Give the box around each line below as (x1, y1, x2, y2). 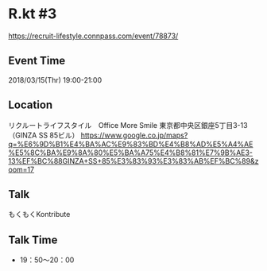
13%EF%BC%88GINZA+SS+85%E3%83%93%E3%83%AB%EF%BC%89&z (8, 156, 259, 165)
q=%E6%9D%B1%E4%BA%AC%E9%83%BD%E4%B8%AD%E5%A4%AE (8, 139, 253, 149)
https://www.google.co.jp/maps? (80, 130, 188, 140)
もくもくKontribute (8, 210, 71, 219)
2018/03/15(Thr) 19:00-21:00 (8, 75, 103, 84)
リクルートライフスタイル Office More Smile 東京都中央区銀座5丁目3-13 (8, 120, 248, 130)
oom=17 (8, 165, 34, 174)
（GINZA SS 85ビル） (8, 130, 79, 140)
